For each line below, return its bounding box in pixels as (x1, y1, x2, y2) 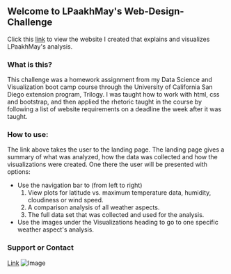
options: (7, 168, 31, 176)
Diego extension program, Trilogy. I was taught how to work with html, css (7, 90, 220, 99)
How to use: (7, 130, 49, 140)
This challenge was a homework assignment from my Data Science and (7, 76, 212, 84)
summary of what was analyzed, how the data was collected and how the (7, 153, 218, 161)
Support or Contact (7, 243, 74, 252)
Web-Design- (124, 6, 184, 17)
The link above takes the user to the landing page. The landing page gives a (7, 145, 225, 154)
